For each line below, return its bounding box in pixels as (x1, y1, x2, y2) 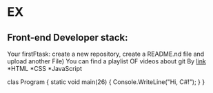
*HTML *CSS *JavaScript (7, 65, 83, 72)
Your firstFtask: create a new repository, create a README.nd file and (7, 50, 205, 58)
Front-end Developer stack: (7, 32, 129, 43)
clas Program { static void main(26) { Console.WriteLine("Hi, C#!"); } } (7, 78, 205, 86)
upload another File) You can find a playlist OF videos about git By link (7, 57, 207, 65)
